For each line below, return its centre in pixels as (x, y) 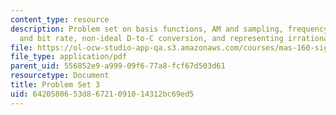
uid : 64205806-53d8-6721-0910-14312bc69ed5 (102, 94)
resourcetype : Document (60, 76)
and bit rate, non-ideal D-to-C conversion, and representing (151, 38)
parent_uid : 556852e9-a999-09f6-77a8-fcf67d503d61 (118, 66)
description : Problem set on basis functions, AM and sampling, (147, 29)
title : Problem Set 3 (55, 85)
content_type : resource (60, 19)
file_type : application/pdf (69, 57)
